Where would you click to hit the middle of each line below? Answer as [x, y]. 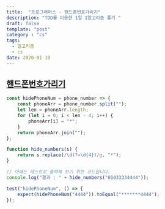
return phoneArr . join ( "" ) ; [52, 132]
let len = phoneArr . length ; [53, 110]
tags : [13, 40]
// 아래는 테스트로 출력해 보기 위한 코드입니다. [59, 172]
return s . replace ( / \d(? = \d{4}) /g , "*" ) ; [69, 155]
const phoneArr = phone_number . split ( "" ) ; [72, 104]
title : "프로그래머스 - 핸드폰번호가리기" [53, 12]
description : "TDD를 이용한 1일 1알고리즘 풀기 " [64, 18]
